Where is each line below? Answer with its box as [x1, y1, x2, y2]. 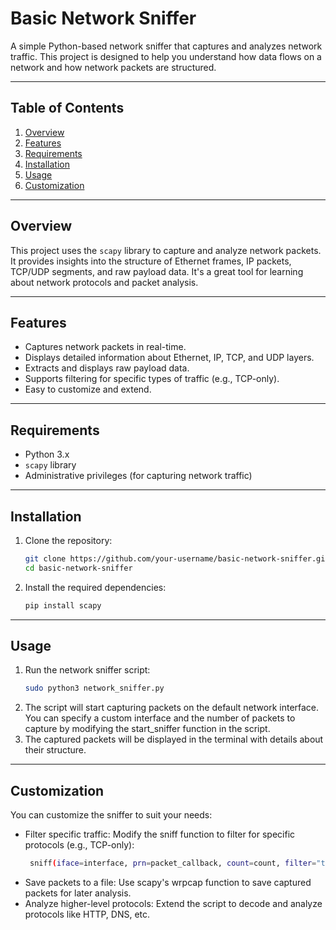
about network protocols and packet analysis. [10, 276, 199, 288]
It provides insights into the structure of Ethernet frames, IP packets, [10, 255, 292, 267]
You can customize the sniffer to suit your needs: [10, 809, 213, 821]
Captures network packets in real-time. [24, 341, 187, 353]
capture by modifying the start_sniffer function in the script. [24, 723, 271, 735]
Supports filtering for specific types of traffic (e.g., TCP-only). [24, 373, 280, 385]
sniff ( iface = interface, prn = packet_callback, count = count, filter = [29, 858, 317, 869]
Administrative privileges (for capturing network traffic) [24, 470, 253, 482]
